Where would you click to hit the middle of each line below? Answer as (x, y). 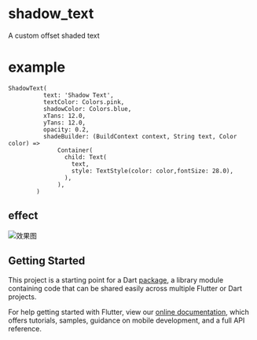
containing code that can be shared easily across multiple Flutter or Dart (125, 288)
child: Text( (86, 157)
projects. (22, 297)
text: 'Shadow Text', (78, 95)
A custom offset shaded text (54, 35)
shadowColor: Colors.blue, (87, 109)
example (37, 67)
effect (23, 216)
